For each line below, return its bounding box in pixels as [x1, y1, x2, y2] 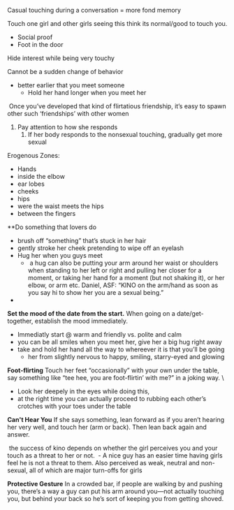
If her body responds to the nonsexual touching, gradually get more [27, 131, 223, 138]
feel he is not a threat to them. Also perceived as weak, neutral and [7, 459, 200, 467]
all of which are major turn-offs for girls [29, 466, 142, 474]
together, [7, 317, 34, 325]
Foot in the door [17, 41, 64, 48]
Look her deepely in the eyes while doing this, [17, 387, 150, 395]
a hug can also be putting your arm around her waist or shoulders [29, 258, 219, 267]
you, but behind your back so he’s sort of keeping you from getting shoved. [7, 495, 224, 502]
